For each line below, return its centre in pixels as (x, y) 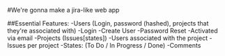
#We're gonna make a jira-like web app (63, 10)
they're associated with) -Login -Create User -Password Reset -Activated (113, 31)
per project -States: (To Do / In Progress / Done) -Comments (114, 45)
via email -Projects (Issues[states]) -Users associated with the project (107, 38)
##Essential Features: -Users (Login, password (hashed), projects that (108, 23)
